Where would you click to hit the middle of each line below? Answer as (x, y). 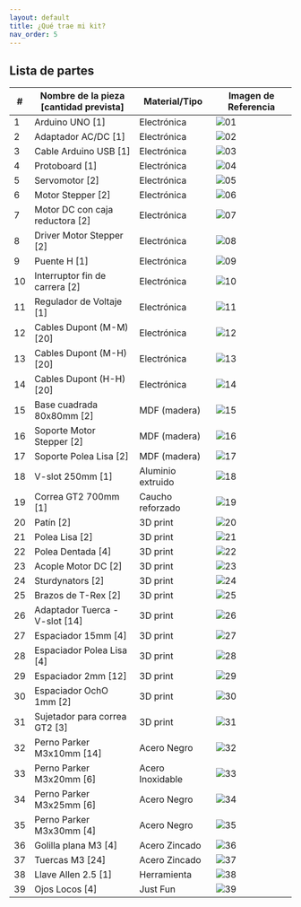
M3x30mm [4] (65, 831)
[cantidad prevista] (82, 107)
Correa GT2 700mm (77, 497)
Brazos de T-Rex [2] (78, 596)
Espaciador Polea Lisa (81, 650)
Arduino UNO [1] (70, 122)
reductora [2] (63, 221)
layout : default (39, 17)
